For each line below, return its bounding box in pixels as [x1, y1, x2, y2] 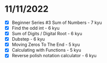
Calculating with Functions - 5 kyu [11, 47, 81, 53]
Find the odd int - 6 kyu [11, 25, 60, 31]
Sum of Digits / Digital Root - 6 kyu [11, 31, 82, 37]
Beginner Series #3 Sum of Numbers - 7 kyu [11, 20, 102, 25]
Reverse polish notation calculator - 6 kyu [11, 53, 97, 59]
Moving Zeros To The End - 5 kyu [11, 42, 80, 47]
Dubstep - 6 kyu [11, 36, 45, 42]
